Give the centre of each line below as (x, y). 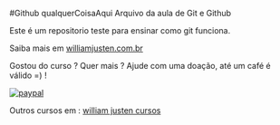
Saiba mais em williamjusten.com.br (76, 48)
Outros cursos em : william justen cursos (85, 111)
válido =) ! (28, 75)
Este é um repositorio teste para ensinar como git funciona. (120, 30)
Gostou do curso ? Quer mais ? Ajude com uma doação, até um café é (140, 66)
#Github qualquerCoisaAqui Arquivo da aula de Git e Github (121, 13)
